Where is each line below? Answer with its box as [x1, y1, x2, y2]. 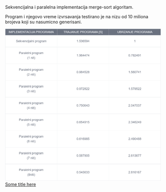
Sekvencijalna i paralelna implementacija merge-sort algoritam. [5, 4, 133, 10]
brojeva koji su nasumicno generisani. [5, 19, 82, 25]
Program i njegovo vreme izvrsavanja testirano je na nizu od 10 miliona [5, 14, 149, 19]
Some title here [5, 181, 36, 187]
